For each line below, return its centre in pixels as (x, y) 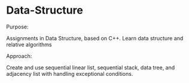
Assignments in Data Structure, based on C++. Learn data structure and (95, 38)
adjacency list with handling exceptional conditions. (70, 74)
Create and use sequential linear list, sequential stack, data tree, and (91, 67)
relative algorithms (29, 44)
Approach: (19, 56)
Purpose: (17, 27)
